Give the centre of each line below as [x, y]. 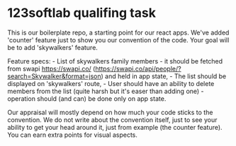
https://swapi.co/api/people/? [139, 68]
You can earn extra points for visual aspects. [73, 135]
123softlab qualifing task [82, 13]
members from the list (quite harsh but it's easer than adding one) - [106, 91]
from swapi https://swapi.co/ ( [51, 68]
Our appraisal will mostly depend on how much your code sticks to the [110, 112]
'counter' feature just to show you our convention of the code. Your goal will [118, 39]
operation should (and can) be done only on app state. [87, 98]
